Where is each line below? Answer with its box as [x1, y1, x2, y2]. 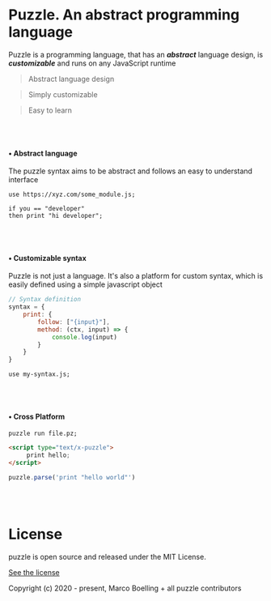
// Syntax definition [8, 296, 82, 304]
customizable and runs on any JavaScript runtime [8, 58, 176, 68]
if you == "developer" [8, 205, 85, 213]
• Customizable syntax [8, 253, 87, 262]
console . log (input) [51, 333, 117, 341]
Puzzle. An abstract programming [8, 6, 240, 24]
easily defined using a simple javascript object [8, 279, 163, 289]
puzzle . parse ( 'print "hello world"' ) [8, 474, 136, 482]
